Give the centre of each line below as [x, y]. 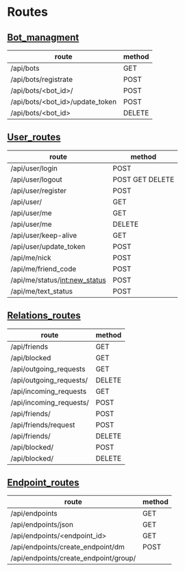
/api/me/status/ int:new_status [58, 280]
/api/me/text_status [42, 291]
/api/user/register [39, 190]
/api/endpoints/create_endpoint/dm [67, 547]
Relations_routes [44, 316]
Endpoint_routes [44, 483]
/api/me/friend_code [44, 269]
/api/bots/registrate [42, 79]
